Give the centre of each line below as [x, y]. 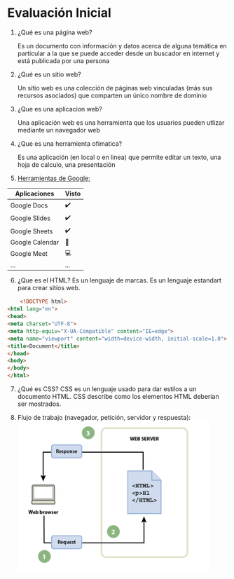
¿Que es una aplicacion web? [60, 109]
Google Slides [30, 218]
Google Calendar [35, 243]
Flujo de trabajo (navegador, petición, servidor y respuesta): [104, 418]
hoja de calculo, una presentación [66, 164]
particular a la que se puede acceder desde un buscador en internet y [118, 53]
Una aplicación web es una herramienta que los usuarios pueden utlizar [121, 122]
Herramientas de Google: [54, 178]
